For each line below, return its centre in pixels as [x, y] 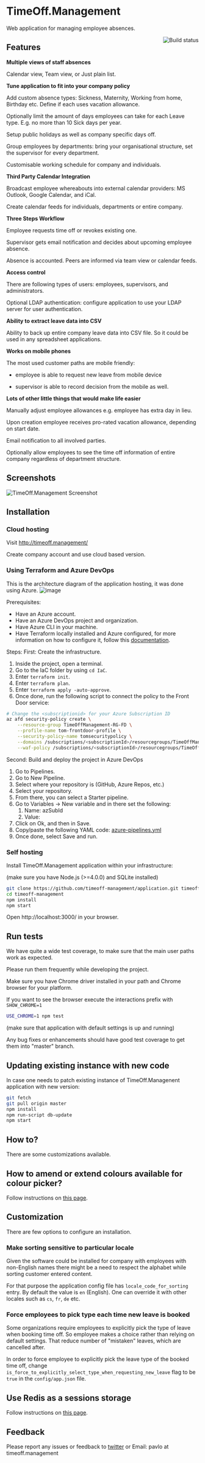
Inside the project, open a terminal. [59, 663]
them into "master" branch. [41, 1046]
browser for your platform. [39, 988]
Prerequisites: [24, 602]
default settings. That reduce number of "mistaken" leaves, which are [94, 1341]
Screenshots [31, 478]
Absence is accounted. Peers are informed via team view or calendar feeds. [102, 260]
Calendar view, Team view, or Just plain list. [61, 74]
